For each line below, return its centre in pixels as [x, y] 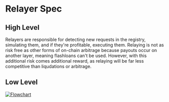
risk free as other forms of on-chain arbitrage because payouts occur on [81, 50]
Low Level [22, 82]
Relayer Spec [34, 9]
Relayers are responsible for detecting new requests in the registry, [75, 39]
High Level [22, 28]
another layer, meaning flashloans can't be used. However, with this [76, 56]
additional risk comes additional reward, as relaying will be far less [75, 61]
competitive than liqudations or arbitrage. [48, 66]
